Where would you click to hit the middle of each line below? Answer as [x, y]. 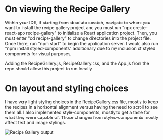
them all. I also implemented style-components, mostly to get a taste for [78, 112]
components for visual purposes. [38, 54]
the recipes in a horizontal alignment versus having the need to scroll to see [81, 107]
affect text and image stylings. [35, 122]
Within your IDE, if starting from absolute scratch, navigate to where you [78, 23]
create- [140, 27]
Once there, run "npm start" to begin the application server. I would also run [81, 43]
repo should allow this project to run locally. [49, 68]
